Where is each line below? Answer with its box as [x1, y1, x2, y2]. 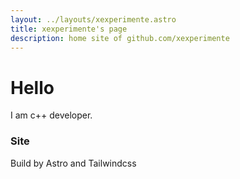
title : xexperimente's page [10, 24, 128, 34]
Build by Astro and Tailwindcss [10, 157, 137, 169]
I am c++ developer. [10, 109, 93, 121]
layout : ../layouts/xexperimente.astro [10, 14, 177, 25]
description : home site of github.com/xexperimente [10, 33, 230, 43]
